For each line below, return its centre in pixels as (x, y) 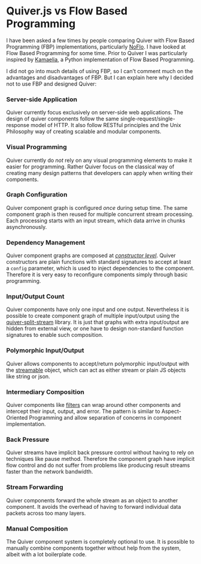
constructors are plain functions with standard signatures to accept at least (99, 262)
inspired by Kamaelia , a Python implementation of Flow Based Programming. (100, 59)
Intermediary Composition (45, 392)
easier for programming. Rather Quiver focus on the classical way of (90, 167)
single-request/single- (148, 119)
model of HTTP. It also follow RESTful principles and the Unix (106, 125)
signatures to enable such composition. (55, 335)
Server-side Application (42, 99)
